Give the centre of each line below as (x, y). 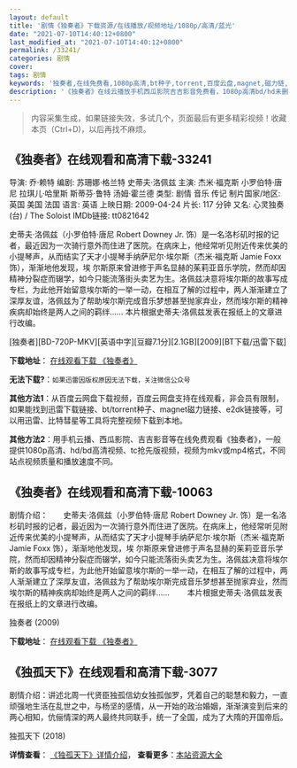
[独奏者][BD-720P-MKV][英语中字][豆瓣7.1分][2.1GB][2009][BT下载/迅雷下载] (148, 342)
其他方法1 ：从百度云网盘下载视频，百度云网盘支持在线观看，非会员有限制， (147, 399)
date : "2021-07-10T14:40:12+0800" (73, 34)
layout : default (39, 17)
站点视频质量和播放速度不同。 (63, 462)
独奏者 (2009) (34, 623)
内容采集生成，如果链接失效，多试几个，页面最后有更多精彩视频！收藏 (159, 118)
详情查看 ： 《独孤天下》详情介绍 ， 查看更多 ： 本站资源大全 (116, 755)
